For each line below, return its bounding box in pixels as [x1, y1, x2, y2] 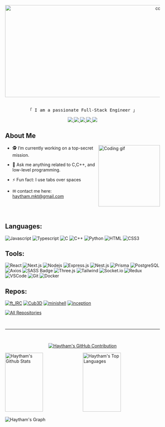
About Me [5, 132, 36, 140]
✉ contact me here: [12, 188, 52, 194]
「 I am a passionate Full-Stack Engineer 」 [27, 108, 137, 113]
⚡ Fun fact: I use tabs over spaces [12, 176, 81, 182]
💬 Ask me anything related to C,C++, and [12, 162, 95, 168]
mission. [12, 152, 29, 158]
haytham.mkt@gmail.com [12, 193, 64, 199]
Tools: [5, 250, 25, 258]
